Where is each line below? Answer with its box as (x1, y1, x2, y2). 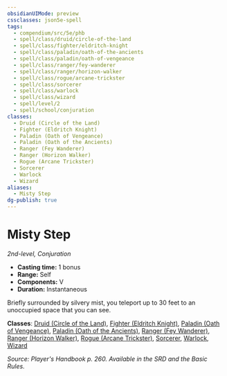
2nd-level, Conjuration (7, 249, 71, 258)
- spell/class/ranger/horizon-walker (13, 68, 122, 75)
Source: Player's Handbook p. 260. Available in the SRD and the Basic (7, 355, 208, 363)
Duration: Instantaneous (17, 285, 88, 293)
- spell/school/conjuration (13, 107, 95, 114)
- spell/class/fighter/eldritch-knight (13, 42, 129, 49)
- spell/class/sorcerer (13, 81, 82, 88)
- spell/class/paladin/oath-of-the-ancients (13, 49, 144, 56)
